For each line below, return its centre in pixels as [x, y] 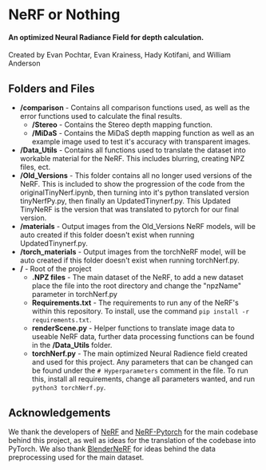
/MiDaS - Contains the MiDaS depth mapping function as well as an [143, 133]
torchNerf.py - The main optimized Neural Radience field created [139, 353]
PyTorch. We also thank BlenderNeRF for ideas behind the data [112, 449]
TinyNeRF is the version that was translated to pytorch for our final [129, 210]
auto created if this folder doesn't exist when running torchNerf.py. [129, 260]
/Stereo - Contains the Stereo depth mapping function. [122, 124]
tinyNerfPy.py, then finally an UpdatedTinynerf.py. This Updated [125, 201]
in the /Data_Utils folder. [72, 346]
